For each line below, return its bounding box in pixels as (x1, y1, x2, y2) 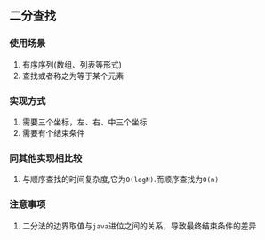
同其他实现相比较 (9, 152, 83, 164)
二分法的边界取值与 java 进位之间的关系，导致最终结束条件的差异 (21, 220, 257, 231)
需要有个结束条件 (21, 127, 85, 138)
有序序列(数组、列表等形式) (21, 59, 123, 69)
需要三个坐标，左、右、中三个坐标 (21, 116, 148, 127)
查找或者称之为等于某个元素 (21, 70, 124, 81)
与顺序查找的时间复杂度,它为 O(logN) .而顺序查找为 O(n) (21, 174, 220, 185)
